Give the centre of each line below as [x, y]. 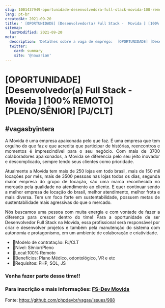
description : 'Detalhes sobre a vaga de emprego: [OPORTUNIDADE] [79, 42]
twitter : [18, 46]
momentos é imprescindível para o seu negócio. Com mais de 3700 [82, 151]
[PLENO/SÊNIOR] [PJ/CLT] [59, 111]
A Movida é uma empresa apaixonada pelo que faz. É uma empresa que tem [82, 141]
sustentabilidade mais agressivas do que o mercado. [58, 202]
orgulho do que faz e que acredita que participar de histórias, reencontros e [82, 146]
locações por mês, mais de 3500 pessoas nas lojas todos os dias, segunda [82, 176]
